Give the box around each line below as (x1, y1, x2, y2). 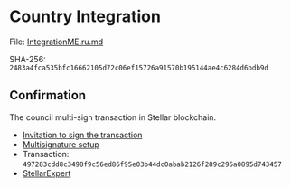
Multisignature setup (22, 138, 99, 150)
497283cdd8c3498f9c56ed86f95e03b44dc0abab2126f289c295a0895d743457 (22, 160, 282, 169)
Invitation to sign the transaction (22, 129, 143, 140)
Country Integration (9, 6, 161, 27)
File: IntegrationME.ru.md (9, 36, 104, 47)
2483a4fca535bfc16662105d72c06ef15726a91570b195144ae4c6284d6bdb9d (9, 63, 269, 72)
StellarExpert (22, 167, 71, 178)
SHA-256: (9, 53, 47, 64)
